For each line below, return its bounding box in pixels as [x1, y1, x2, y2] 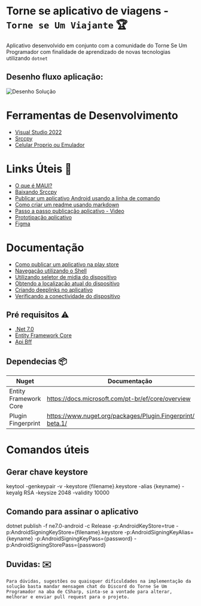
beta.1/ [47, 420, 68, 428]
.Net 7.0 [14, 326, 34, 333]
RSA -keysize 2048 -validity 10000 [23, 489, 109, 497]
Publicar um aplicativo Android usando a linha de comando [14, 194, 160, 201]
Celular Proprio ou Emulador [14, 141, 85, 148]
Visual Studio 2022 [14, 128, 62, 136]
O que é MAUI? [14, 182, 53, 189]
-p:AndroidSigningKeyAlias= [124, 529, 194, 535]
